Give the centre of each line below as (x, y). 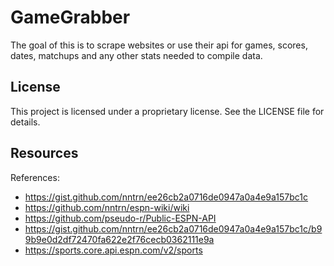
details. (25, 122)
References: (35, 177)
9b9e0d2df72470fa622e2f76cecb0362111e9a (119, 239)
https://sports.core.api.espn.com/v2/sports (113, 250)
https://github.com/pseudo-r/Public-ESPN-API (120, 218)
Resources (44, 153)
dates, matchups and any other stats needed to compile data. (136, 55)
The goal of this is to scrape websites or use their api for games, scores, (159, 45)
